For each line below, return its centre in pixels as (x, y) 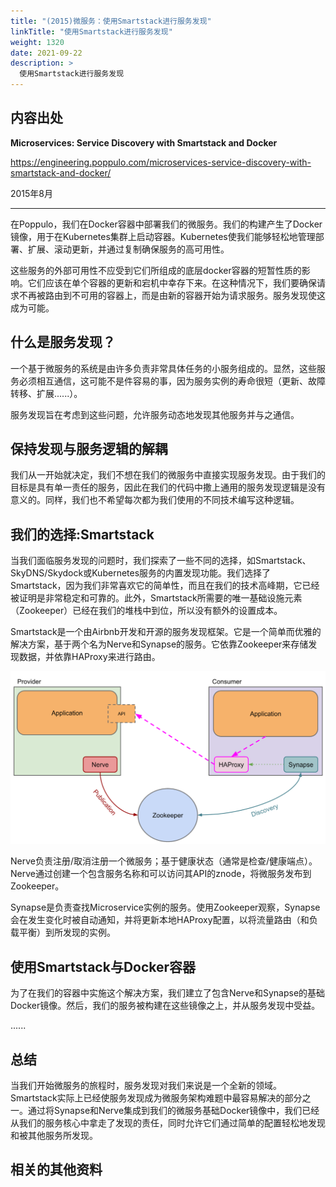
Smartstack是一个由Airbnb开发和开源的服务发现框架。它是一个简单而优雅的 (166, 632)
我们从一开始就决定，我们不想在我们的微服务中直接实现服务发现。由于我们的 (168, 475)
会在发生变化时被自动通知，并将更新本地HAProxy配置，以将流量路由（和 (160, 920)
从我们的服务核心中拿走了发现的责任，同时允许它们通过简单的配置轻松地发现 (168, 1122)
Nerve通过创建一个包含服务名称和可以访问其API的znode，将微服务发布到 (161, 874)
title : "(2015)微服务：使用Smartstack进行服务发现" (111, 21)
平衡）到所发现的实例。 (67, 932)
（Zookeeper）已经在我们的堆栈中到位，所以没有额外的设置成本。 (146, 611)
